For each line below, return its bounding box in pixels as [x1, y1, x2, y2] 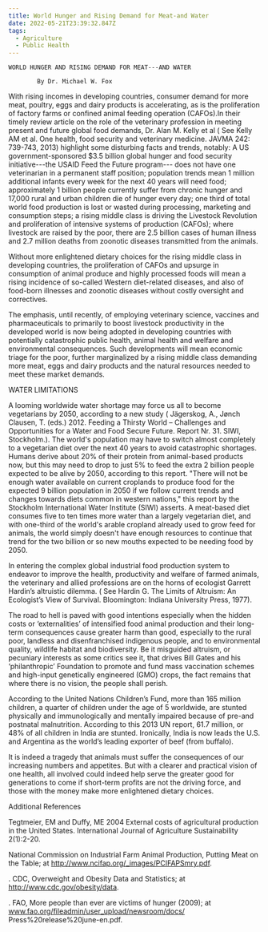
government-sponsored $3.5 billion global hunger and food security [8, 151, 233, 161]
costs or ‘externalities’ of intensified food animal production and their [8, 619, 236, 629]
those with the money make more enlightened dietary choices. [8, 786, 214, 796]
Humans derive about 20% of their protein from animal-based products [8, 452, 244, 462]
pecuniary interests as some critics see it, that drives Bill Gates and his [8, 653, 242, 663]
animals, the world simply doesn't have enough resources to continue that [8, 528, 253, 538]
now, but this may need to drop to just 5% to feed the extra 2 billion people [8, 460, 254, 470]
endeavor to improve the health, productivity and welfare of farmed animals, [8, 570, 260, 579]
